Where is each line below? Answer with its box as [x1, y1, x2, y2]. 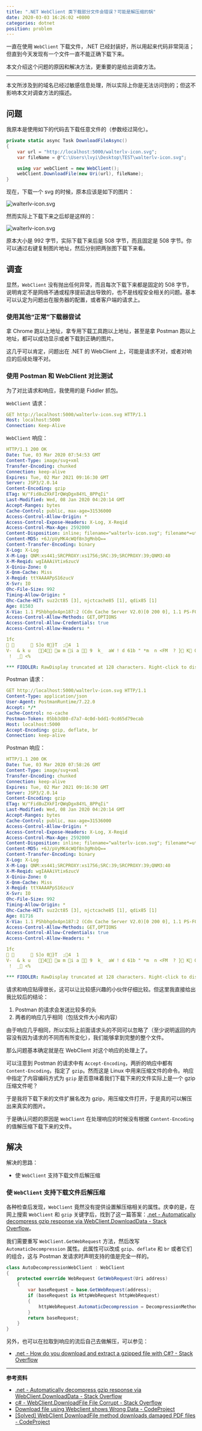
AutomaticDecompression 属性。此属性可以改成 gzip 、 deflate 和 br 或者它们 [6, 1245, 192, 1252]
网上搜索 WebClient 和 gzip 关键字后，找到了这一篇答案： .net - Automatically [6, 1211, 196, 1218]
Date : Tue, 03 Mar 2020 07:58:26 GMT [6, 762, 101, 768]
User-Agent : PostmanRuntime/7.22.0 [6, 699, 96, 705]
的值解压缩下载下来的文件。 [6, 1123, 75, 1130]
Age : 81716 [6, 913, 34, 919]
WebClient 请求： [6, 399, 48, 407]
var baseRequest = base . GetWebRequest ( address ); [28, 1287, 152, 1293]
